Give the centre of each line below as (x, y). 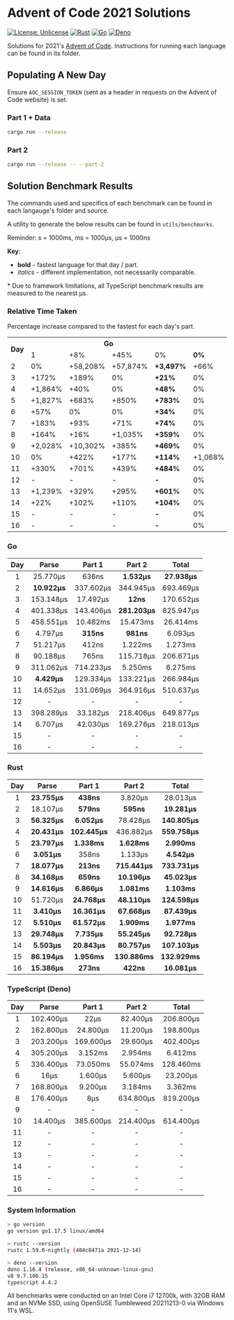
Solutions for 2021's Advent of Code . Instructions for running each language (117, 45)
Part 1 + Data (29, 117)
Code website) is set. (38, 99)
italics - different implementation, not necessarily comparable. (107, 272)
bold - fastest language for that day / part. (78, 264)
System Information (41, 1210)
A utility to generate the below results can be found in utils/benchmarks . (111, 224)
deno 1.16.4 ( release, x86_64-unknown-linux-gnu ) (81, 1269)
